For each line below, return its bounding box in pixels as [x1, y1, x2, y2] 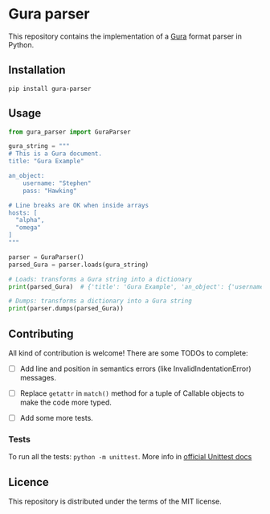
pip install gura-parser [8, 84, 92, 93]
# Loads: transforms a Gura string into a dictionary [8, 275, 193, 283]
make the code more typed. [19, 397, 112, 407]
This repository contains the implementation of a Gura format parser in [8, 31, 243, 41]
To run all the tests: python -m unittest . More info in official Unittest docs [8, 452, 252, 462]
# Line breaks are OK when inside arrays [8, 201, 149, 209]
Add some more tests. [19, 413, 94, 423]
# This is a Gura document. [8, 150, 103, 158]
